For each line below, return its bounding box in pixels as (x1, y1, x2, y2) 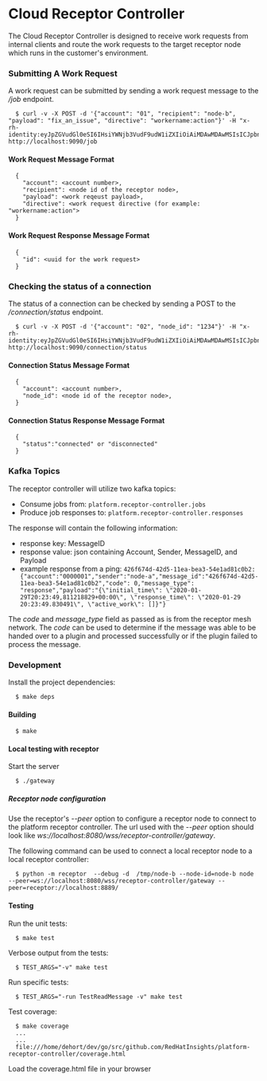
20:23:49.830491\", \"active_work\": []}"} (19, 600, 167, 608)
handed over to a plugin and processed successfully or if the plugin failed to (8, 630, 258, 641)
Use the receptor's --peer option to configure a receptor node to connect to (8, 814, 257, 824)
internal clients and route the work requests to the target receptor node (8, 39, 242, 49)
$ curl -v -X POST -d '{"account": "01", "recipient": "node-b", (15, 110, 237, 118)
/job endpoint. (8, 95, 54, 104)
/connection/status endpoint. (8, 307, 103, 317)
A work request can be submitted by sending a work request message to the (8, 86, 259, 96)
